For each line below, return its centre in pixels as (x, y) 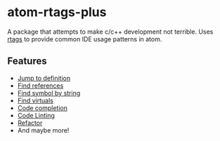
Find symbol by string (49, 93)
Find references (40, 86)
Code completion (43, 108)
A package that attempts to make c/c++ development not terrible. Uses (110, 32)
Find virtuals (35, 100)
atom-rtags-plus (57, 12)
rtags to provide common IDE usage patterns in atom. (85, 39)
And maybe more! (43, 130)
